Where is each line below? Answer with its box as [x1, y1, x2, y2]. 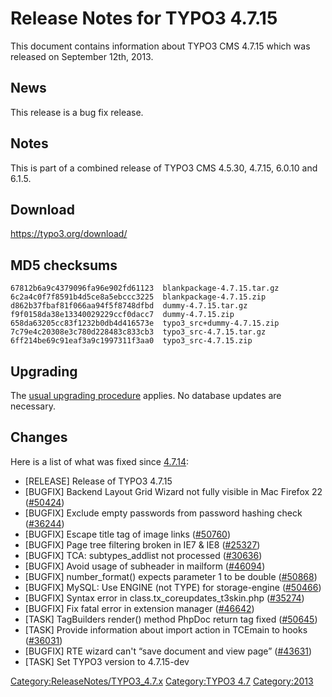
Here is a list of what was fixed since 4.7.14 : [10, 455, 190, 467]
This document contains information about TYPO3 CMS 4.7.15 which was [10, 40, 311, 52]
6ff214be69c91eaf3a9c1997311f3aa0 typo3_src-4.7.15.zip [10, 336, 253, 346]
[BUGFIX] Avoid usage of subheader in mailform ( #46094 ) [24, 560, 266, 572]
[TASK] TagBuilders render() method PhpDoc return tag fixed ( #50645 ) [24, 613, 318, 625]
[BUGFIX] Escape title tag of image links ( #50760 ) [24, 528, 232, 540]
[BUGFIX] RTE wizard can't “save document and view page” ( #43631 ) [24, 645, 313, 657]
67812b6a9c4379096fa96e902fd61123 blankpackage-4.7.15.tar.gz [10, 283, 280, 294]
